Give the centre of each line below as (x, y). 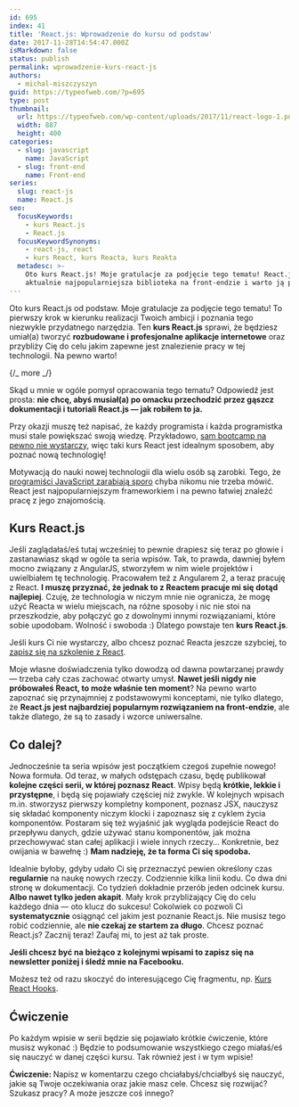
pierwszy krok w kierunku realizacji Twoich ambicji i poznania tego (131, 317)
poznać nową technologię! (58, 455)
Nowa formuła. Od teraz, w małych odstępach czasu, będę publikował (137, 775)
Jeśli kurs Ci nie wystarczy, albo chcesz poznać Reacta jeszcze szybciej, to (148, 643)
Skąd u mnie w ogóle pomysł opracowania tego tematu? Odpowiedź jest (141, 389)
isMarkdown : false (43, 51)
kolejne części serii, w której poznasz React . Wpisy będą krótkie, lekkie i (145, 785)
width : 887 (37, 126)
